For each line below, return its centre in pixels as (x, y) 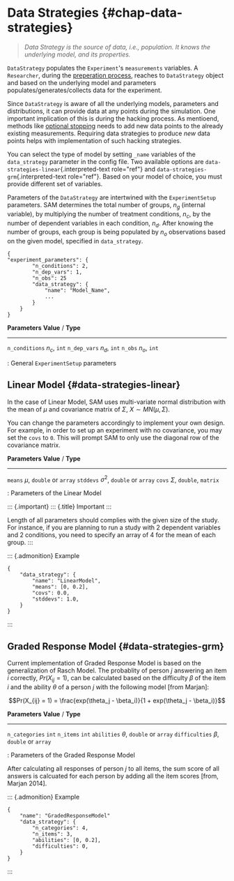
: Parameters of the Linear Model (55, 493)
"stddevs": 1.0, (56, 599)
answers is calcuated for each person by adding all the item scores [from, (113, 776)
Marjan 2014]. (27, 783)
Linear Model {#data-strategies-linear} (94, 385)
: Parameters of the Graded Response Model (71, 755)
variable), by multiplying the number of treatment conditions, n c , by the (109, 214)
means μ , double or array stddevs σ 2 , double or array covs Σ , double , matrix (113, 479)
